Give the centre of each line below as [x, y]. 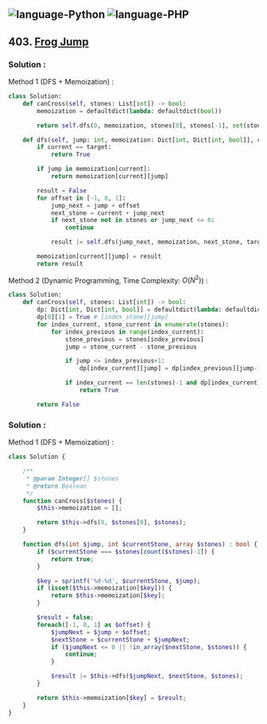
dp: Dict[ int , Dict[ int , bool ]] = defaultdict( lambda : [130, 310]
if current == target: [74, 147]
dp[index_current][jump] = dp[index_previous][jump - [168, 368]
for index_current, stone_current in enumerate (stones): [133, 324]
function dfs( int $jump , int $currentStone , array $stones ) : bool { [140, 545]
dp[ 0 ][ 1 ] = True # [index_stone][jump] [103, 317]
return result [60, 263]
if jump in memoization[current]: [94, 169]
